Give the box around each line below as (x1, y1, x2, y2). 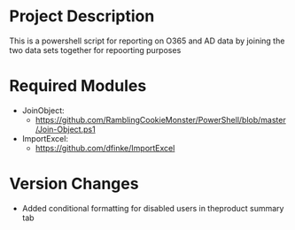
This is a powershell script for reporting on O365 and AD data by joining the (9, 35, 285, 46)
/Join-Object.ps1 (35, 124, 96, 134)
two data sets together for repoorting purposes (9, 44, 182, 55)
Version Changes (9, 174, 139, 194)
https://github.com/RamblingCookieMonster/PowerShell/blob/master (35, 114, 286, 125)
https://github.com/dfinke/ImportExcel (35, 142, 175, 153)
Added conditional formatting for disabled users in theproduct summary (21, 203, 284, 213)
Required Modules (9, 76, 147, 96)
